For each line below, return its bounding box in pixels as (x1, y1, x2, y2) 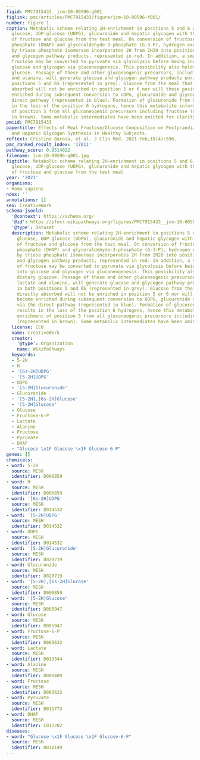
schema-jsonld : (6, 208, 44, 214)
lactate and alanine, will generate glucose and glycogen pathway (17, 280, 185, 286)
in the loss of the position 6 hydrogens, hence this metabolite (11, 102, 177, 109)
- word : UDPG (6, 529, 39, 535)
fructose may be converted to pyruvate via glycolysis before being (11, 58, 185, 64)
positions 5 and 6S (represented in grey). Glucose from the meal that (11, 81, 193, 87)
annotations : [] (6, 197, 46, 203)
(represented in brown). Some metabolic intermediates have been (17, 318, 183, 324)
